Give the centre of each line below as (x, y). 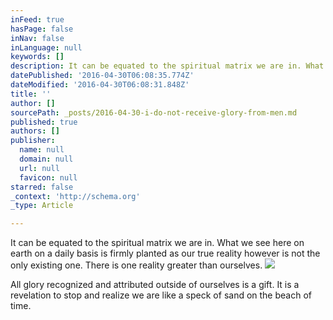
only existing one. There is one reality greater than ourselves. (136, 265)
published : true (44, 122)
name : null (42, 150)
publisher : (33, 141)
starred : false (42, 187)
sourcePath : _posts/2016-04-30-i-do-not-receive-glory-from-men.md (154, 112)
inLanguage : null (46, 47)
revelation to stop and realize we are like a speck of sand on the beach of (161, 295)
